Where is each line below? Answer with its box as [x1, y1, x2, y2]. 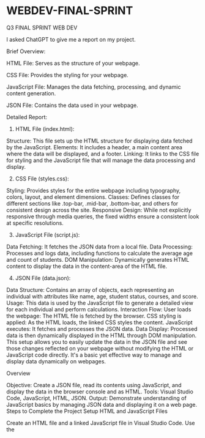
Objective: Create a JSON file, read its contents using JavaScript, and [6, 381, 182, 388]
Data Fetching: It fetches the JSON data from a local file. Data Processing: [6, 243, 193, 250]
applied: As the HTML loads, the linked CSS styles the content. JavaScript [6, 319, 193, 326]
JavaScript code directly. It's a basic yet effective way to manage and [6, 351, 182, 358]
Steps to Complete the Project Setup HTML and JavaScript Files [6, 407, 168, 415]
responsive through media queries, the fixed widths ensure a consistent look [6, 212, 199, 220]
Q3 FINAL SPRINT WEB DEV [6, 24, 78, 31]
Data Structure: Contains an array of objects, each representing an [6, 286, 174, 294]
